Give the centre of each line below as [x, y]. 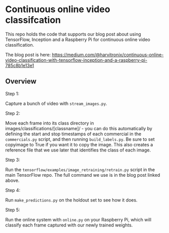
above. [12, 180]
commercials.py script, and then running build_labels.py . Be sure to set [80, 139]
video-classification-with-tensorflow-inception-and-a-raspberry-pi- [76, 60]
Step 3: [13, 160]
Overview [21, 81]
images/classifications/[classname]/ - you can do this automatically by [79, 128]
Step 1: [12, 93]
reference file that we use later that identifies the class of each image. [78, 150]
